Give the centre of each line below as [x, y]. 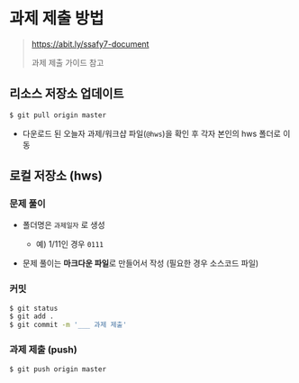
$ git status [34, 308]
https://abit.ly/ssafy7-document [90, 44]
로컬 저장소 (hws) [56, 176]
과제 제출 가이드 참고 [68, 62]
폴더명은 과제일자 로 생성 [63, 225]
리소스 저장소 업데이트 [67, 94]
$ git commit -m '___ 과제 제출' [68, 325]
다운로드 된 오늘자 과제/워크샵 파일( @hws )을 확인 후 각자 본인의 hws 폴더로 [151, 133]
